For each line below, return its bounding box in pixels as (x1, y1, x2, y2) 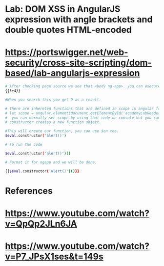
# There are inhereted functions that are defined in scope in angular (5, 106, 154, 111)
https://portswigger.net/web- (5, 47, 128, 58)
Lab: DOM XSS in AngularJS (5, 3, 121, 15)
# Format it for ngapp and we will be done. (5, 160, 97, 165)
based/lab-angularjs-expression (5, 68, 140, 79)
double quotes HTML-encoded (5, 25, 132, 35)
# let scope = (5, 110, 34, 116)
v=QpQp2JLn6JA (5, 218, 77, 229)
